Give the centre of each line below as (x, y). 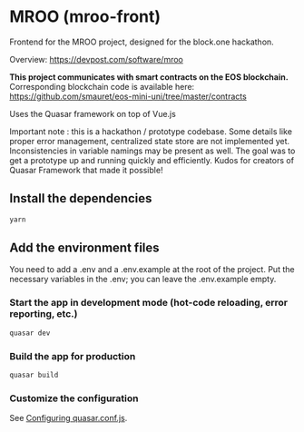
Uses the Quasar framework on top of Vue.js (93, 113)
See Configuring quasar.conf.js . (69, 418)
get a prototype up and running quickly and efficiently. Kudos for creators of (152, 160)
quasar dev (30, 333)
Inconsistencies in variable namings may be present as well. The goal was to (152, 151)
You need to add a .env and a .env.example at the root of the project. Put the (152, 270)
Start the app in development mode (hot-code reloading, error (149, 303)
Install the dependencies (81, 198)
